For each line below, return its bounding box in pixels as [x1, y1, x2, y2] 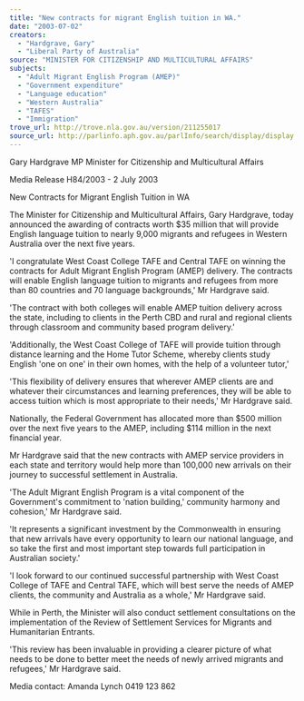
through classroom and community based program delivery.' [9, 321, 236, 332]
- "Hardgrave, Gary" [17, 38, 95, 48]
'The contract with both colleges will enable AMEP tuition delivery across [9, 301, 283, 313]
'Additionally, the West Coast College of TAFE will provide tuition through [9, 339, 281, 350]
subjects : [9, 64, 47, 74]
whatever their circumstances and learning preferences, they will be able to [9, 385, 292, 396]
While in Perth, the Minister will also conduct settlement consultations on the [9, 607, 296, 617]
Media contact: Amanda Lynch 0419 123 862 [9, 680, 176, 691]
